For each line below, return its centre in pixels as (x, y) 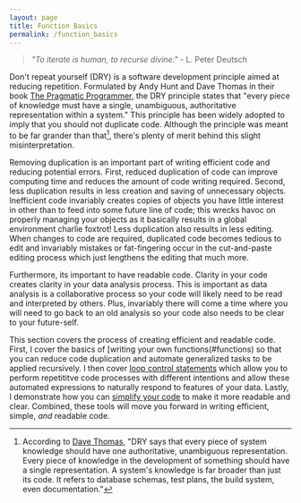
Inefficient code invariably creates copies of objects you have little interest (146, 200)
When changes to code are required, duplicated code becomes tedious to (146, 239)
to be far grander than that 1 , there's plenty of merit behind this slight (135, 135)
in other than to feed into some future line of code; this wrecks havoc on (142, 210)
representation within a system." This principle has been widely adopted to (147, 115)
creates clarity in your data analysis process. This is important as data (138, 285)
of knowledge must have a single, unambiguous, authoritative (123, 106)
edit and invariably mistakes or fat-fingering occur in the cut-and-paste (141, 248)
